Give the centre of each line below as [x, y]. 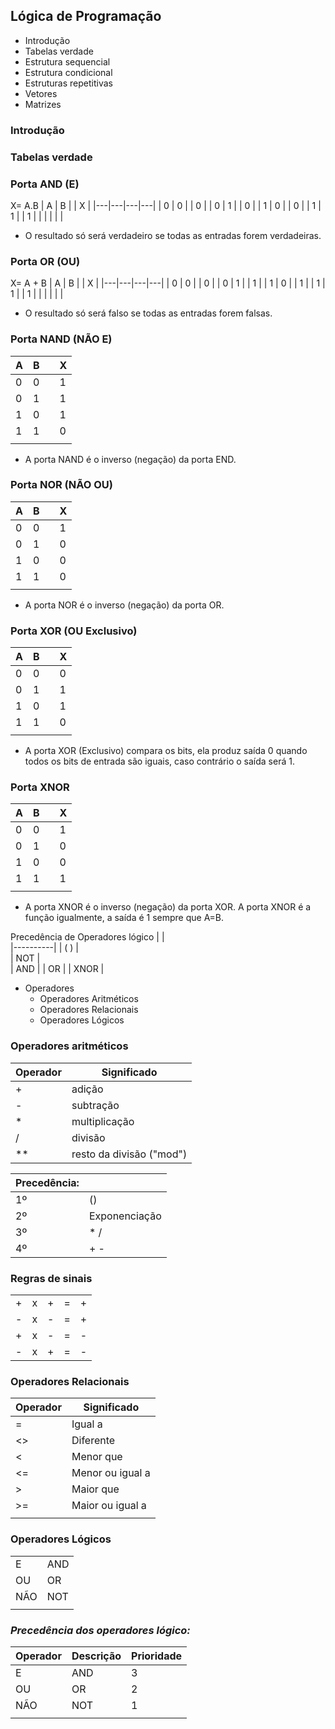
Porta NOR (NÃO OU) [62, 485]
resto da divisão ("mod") [129, 1154]
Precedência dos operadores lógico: [100, 1630]
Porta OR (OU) [45, 261]
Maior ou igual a [109, 1506]
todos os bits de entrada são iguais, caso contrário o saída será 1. [159, 761]
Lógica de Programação [86, 16]
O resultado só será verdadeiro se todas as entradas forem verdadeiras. [173, 235]
